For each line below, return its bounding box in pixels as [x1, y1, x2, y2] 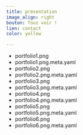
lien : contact [6, 25, 42, 32]
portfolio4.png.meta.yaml [14, 96, 78, 104]
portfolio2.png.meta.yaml [14, 71, 78, 79]
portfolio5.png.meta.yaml [14, 109, 77, 117]
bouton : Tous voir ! [6, 20, 58, 26]
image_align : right [6, 14, 55, 20]
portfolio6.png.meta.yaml [14, 122, 77, 129]
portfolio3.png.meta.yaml [14, 84, 77, 91]
